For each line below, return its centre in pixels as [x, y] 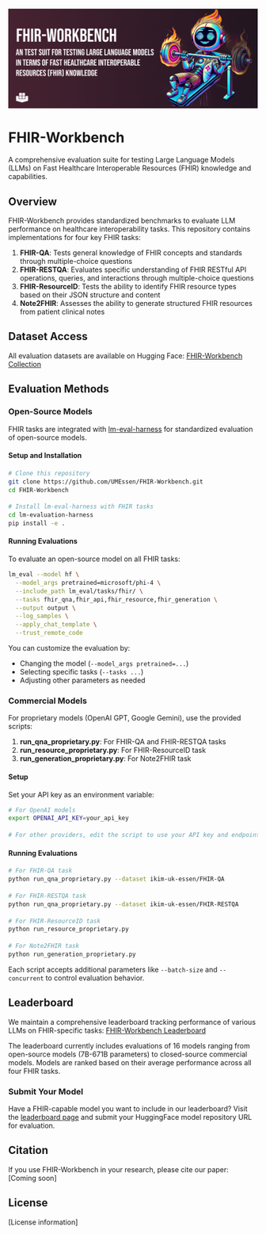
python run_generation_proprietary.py [72, 955]
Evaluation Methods [59, 389]
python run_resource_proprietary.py [68, 929]
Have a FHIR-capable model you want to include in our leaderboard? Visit [128, 1109]
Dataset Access [48, 336]
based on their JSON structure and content [90, 295]
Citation [28, 1150]
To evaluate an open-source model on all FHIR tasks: [94, 559]
